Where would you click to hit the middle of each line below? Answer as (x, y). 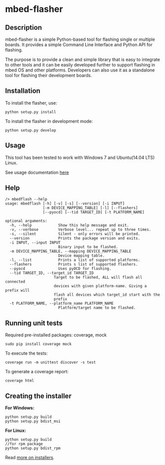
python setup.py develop (31, 130)
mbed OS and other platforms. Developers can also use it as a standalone (80, 70)
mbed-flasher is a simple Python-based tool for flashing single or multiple (80, 39)
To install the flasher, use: (31, 103)
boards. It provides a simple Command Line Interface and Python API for (79, 45)
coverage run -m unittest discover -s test (51, 363)
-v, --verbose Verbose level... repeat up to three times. (81, 230)
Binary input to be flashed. (88, 247)
